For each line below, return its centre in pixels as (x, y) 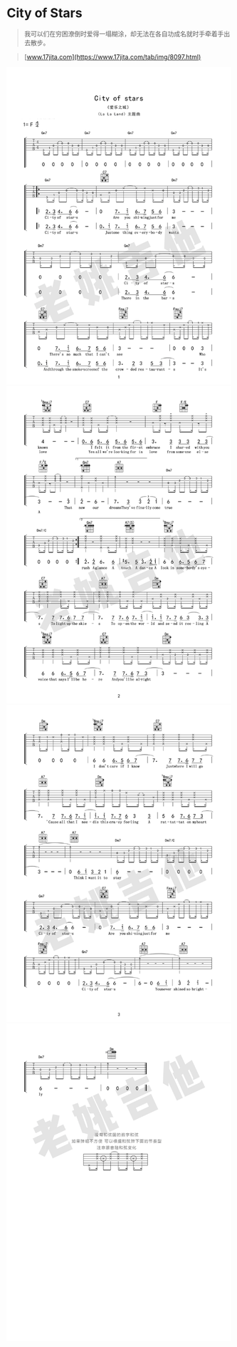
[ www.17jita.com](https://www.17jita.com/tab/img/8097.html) (112, 57)
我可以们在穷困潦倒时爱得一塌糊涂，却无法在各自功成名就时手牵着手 (124, 33)
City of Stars (44, 13)
